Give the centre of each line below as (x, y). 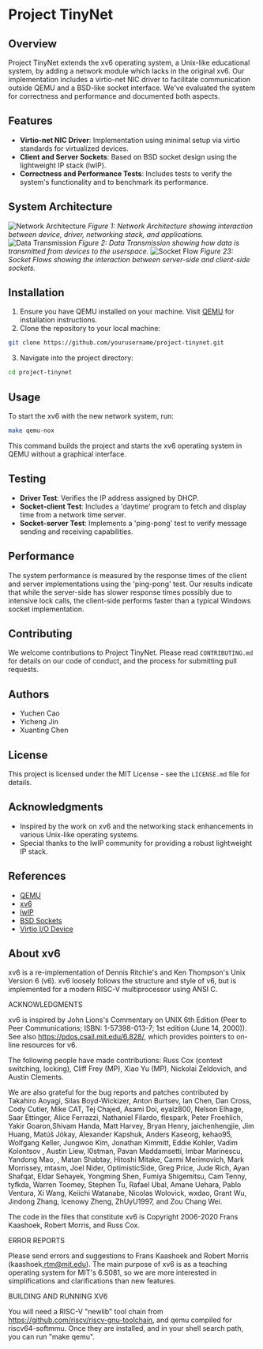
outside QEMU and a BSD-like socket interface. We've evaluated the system (132, 88)
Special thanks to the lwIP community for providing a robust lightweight (136, 843)
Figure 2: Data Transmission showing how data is (158, 242)
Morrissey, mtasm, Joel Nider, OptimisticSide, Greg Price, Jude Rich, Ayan (129, 1168)
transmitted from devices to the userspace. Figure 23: (121, 251)
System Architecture (60, 207)
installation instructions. (58, 320)
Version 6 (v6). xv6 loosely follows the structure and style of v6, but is (122, 981)
